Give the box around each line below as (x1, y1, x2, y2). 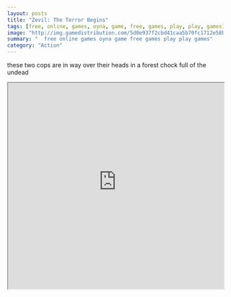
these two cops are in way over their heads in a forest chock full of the (7, 61, 207, 69)
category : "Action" (7, 42, 63, 49)
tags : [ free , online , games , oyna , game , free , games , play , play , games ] (7, 23, 226, 30)
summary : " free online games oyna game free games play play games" (7, 36, 213, 43)
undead (7, 68, 29, 76)
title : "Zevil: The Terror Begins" (7, 16, 109, 23)
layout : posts (7, 10, 48, 17)
